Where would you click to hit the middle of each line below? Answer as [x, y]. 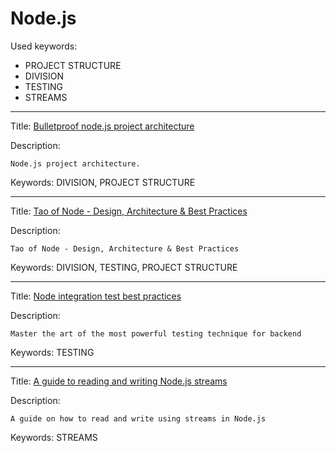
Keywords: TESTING [52, 352]
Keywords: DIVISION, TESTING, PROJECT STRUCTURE [124, 267]
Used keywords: [44, 46]
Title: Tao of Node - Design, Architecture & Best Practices [129, 211]
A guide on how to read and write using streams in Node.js [138, 418]
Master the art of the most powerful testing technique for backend [156, 333]
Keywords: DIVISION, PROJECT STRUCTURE [103, 182]
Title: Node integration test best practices [96, 296]
